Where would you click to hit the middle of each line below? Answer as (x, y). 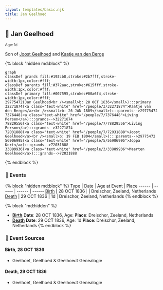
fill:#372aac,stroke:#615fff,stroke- (80, 85)
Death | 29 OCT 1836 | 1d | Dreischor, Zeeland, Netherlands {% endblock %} (82, 196)
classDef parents (23, 85)
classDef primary (23, 94)
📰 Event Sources (25, 238)
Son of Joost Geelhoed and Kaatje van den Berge (55, 54)
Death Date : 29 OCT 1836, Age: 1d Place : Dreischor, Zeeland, (74, 220)
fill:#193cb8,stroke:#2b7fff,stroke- (78, 77)
